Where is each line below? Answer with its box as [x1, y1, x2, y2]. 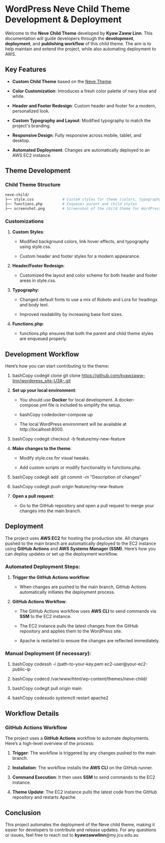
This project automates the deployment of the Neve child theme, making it [5, 821, 155, 827]
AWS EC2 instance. [12, 152, 52, 158]
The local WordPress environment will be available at [19, 421, 127, 427]
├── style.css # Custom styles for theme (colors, [5, 197, 137, 202]
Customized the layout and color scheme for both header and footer [19, 272, 158, 279]
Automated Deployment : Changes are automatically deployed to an [12, 147, 150, 153]
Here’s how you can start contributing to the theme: [5, 363, 110, 369]
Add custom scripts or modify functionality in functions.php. [19, 465, 141, 470]
